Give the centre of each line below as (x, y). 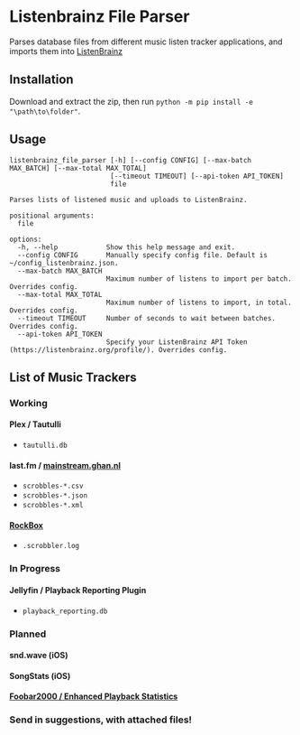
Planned (28, 634)
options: (26, 239)
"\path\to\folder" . (45, 111)
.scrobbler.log (51, 546)
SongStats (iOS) (40, 675)
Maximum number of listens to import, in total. (199, 302)
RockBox (26, 525)
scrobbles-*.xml (53, 506)
